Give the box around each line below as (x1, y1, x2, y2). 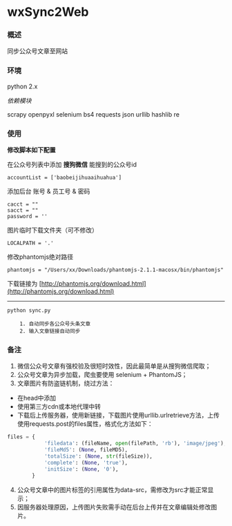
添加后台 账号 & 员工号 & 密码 (7, 187, 90, 195)
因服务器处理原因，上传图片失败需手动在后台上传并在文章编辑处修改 (17, 503, 211, 511)
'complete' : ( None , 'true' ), (43, 459, 128, 466)
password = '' (7, 213, 48, 220)
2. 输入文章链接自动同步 (19, 328, 81, 335)
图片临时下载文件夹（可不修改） (7, 226, 98, 235)
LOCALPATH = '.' (7, 240, 54, 247)
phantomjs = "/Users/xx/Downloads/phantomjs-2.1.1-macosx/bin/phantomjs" (7, 266, 224, 273)
